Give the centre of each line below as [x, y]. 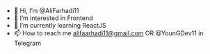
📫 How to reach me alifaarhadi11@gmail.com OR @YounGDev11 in [108, 33]
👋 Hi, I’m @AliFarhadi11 [46, 11]
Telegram [27, 43]
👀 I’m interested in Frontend [53, 18]
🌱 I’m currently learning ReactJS [60, 25]
